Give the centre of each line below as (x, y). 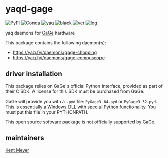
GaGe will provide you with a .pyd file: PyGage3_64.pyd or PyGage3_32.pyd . (81, 101)
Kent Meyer (17, 150)
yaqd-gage (29, 9)
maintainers (25, 138)
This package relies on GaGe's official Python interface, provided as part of (84, 86)
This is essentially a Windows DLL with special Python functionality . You (81, 107)
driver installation (34, 74)
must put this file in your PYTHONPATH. (47, 112)
